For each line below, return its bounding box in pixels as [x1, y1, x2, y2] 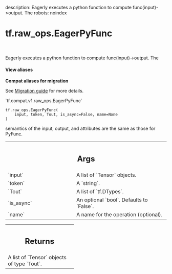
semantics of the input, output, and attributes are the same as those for [5, 125, 156, 132]
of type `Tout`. [8, 260, 42, 267]
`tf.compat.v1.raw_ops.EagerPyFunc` [5, 98, 83, 104]
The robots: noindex [24, 10, 67, 16]
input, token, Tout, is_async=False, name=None [14, 112, 118, 117]
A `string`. [76, 179, 100, 187]
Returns [25, 236, 55, 246]
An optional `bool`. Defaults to [76, 196, 148, 203]
